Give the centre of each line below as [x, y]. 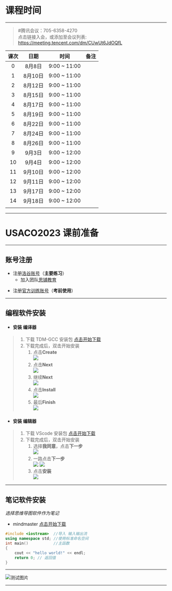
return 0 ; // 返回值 [35, 558]
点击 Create [45, 352]
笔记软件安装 [26, 500]
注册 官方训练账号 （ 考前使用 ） [44, 290]
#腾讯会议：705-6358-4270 [48, 30]
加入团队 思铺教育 [38, 280]
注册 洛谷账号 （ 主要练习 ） [40, 273]
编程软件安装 [26, 313]
